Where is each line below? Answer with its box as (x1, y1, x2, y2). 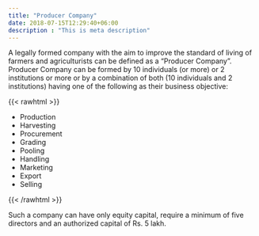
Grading (19, 138, 47, 147)
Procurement (19, 129, 63, 139)
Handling (19, 154, 50, 164)
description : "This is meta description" (8, 26, 150, 34)
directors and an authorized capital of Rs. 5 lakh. (8, 219, 166, 228)
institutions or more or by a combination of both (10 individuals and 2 (8, 73, 233, 83)
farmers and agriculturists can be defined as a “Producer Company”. (8, 56, 232, 66)
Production (19, 112, 56, 122)
